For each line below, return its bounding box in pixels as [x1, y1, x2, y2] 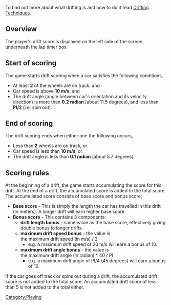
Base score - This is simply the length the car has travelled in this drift [12, 203, 161, 209]
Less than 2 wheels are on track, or [12, 142, 88, 149]
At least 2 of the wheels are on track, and [12, 82, 100, 88]
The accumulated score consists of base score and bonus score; [5, 193, 142, 200]
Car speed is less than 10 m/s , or [12, 148, 83, 154]
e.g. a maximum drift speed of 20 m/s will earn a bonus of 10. [28, 241, 158, 247]
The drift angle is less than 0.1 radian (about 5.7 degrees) [12, 154, 134, 160]
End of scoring [5, 119, 53, 128]
